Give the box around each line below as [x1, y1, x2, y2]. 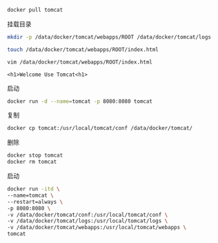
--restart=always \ [7, 198, 63, 205]
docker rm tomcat [7, 159, 57, 166]
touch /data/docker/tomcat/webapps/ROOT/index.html [7, 46, 159, 53]
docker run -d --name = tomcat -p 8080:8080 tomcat [7, 97, 153, 105]
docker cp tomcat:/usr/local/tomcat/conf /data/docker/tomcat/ [7, 125, 193, 132]
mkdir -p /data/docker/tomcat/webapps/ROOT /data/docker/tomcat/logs [7, 33, 212, 41]
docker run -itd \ [7, 186, 60, 193]
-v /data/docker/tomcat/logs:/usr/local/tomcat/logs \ [7, 217, 168, 224]
